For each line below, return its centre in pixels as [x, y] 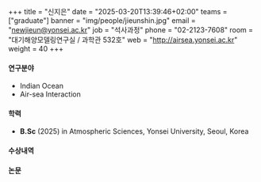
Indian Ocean [41, 86]
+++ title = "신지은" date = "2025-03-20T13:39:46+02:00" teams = [118, 11]
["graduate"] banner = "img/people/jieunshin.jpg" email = [102, 21]
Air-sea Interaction [50, 94]
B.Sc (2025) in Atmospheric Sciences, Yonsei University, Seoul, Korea [134, 131]
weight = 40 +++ [36, 49]
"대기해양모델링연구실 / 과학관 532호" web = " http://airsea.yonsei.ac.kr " [123, 40]
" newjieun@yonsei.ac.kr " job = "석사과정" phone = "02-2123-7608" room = [131, 30]
